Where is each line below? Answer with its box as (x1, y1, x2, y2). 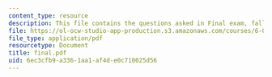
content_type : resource (8, 11, 89, 20)
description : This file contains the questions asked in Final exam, (8, 19, 249, 27)
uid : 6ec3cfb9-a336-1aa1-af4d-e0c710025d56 (8, 57, 158, 65)
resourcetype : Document (8, 42, 89, 50)
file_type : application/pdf (8, 34, 104, 43)
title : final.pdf (8, 49, 67, 57)
